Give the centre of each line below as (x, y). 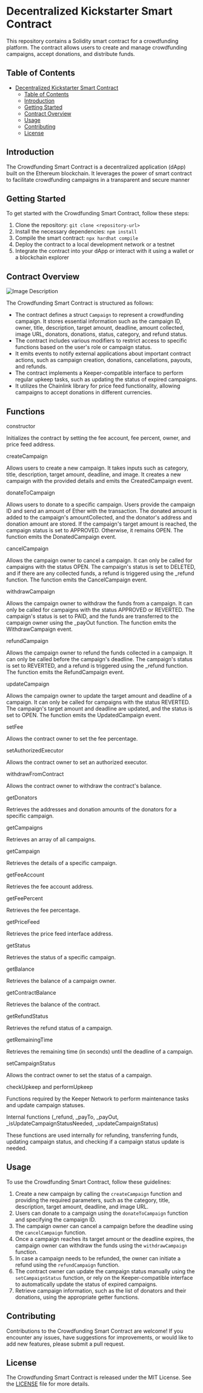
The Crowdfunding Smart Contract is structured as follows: (80, 303)
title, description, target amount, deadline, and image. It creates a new (94, 474)
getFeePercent (25, 898)
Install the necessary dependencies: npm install (76, 232)
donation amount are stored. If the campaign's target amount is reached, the (101, 524)
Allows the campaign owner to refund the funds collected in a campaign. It (99, 653)
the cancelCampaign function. (51, 1232)
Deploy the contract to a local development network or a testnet (95, 245)
